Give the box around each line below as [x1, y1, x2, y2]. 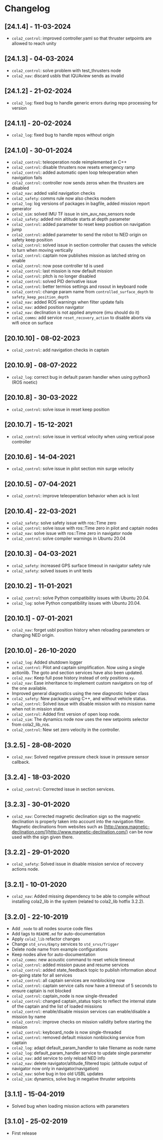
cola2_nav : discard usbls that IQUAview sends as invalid [11, 73, 124, 79]
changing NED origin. [11, 632, 55, 638]
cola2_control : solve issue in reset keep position [11, 406, 110, 412]
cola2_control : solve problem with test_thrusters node [11, 67, 122, 73]
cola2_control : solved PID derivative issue [11, 279, 97, 285]
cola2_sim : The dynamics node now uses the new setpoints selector [11, 716, 149, 722]
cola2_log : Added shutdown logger [11, 659, 82, 665]
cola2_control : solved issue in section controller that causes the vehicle [11, 242, 157, 248]
